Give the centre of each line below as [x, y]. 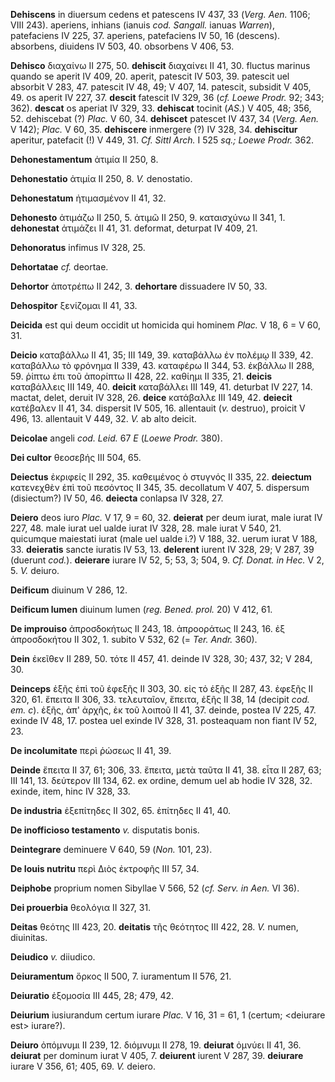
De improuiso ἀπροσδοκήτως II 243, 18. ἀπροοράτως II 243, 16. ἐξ [147, 628]
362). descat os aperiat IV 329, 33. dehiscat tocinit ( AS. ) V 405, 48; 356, [161, 108]
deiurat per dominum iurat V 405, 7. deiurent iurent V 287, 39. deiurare [157, 1055]
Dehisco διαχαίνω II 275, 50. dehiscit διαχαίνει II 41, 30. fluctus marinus [160, 65]
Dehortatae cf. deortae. [59, 267]
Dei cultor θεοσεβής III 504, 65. [76, 457]
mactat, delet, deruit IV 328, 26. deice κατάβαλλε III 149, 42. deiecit [151, 397]
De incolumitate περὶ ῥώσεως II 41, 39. [91, 750]
